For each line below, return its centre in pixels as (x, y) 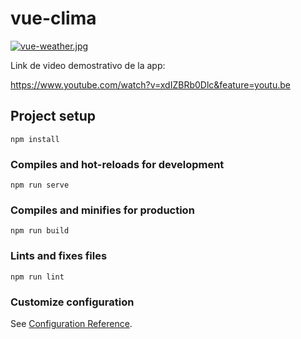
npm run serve (40, 185)
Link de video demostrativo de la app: (88, 65)
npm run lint (37, 277)
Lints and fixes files (59, 256)
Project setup (53, 116)
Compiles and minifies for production (102, 210)
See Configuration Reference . (71, 323)
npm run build (40, 231)
